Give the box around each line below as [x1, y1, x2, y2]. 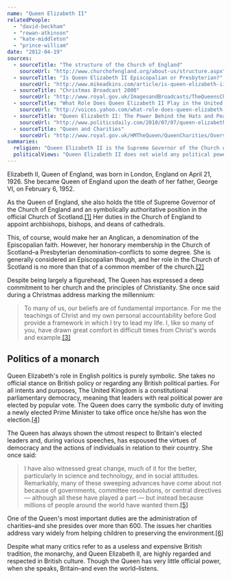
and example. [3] [23, 333, 71, 341]
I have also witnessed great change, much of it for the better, [23, 464, 197, 472]
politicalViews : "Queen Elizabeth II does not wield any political [13, 151, 211, 159]
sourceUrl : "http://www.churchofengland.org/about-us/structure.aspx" [19, 68, 226, 74]
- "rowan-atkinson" [13, 29, 69, 37]
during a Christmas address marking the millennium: [7, 290, 155, 298]
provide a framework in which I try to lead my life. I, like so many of [23, 318, 214, 327]
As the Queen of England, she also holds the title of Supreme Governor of [7, 198, 216, 206]
